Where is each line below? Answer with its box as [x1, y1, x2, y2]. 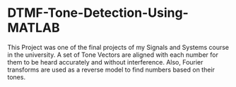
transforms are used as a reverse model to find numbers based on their [7, 65, 216, 74]
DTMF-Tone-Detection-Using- [7, 5, 189, 21]
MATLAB [7, 20, 60, 36]
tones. [7, 72, 26, 81]
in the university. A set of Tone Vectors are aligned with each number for [7, 51, 219, 59]
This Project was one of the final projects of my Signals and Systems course [7, 43, 230, 51]
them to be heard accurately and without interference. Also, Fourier [7, 58, 203, 66]
